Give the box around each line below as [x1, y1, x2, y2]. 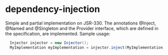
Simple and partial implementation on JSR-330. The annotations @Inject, [5, 20, 156, 26]
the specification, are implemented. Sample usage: [5, 30, 111, 36]
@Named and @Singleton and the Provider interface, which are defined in [5, 25, 158, 31]
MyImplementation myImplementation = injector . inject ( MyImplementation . [10, 45, 165, 50]
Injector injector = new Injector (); [10, 40, 89, 45]
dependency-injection [5, 3, 100, 15]
